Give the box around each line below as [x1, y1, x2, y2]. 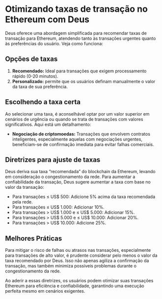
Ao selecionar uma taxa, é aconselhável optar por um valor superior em [5, 111, 150, 117]
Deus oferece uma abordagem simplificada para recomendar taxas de [5, 30, 147, 36]
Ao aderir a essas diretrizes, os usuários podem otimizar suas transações [5, 278, 154, 284]
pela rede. [12, 199, 33, 205]
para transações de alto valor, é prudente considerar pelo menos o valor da [5, 252, 158, 259]
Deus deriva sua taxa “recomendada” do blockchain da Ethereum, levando [5, 169, 156, 175]
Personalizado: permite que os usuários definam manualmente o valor [12, 78, 156, 84]
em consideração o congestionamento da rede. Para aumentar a [5, 174, 135, 180]
